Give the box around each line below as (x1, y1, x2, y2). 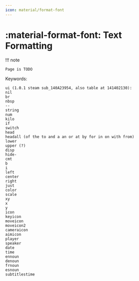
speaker (5, 240, 22, 246)
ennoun (5, 254, 19, 259)
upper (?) (5, 143, 26, 148)
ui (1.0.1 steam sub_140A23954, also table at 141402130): (5, 85, 132, 90)
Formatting (5, 40, 53, 51)
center (5, 174, 19, 179)
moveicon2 (5, 223, 26, 228)
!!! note (5, 57, 20, 63)
